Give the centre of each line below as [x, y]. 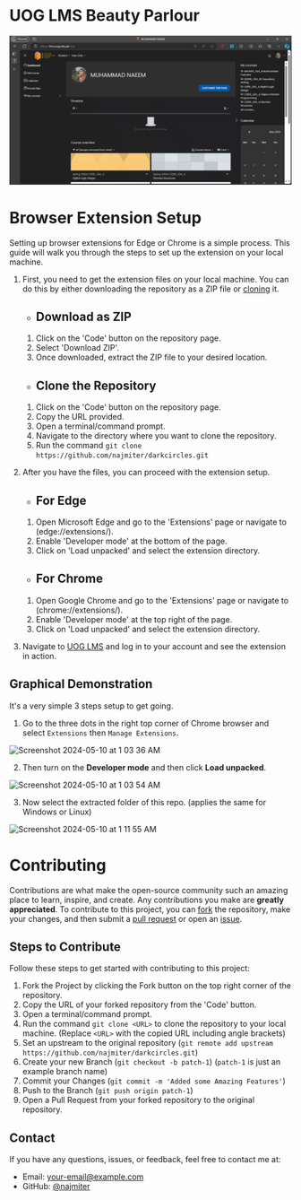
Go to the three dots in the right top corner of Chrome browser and [146, 723]
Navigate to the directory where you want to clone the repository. [156, 436]
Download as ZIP [83, 317]
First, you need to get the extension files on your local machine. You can [155, 279]
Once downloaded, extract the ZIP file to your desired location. [151, 357]
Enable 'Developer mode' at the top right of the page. [134, 619]
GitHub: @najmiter [56, 1187]
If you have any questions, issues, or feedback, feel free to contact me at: [145, 1160]
